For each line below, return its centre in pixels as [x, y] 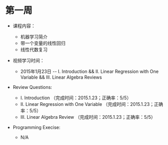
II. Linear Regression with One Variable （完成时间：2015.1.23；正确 [92, 104]
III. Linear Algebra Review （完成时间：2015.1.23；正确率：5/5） [88, 117]
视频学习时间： [28, 60]
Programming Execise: [36, 127]
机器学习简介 [34, 37]
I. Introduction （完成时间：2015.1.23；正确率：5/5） [76, 98]
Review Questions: [32, 87]
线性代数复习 [34, 49]
